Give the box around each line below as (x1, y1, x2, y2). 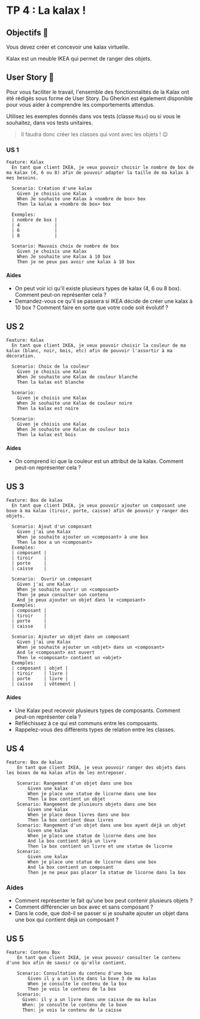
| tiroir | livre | (11, 671, 68, 677)
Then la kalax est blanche (17, 379, 84, 386)
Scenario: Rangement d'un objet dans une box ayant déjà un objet (17, 822, 186, 828)
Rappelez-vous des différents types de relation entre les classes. (14, 726, 175, 734)
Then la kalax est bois (17, 432, 77, 438)
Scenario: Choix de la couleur (11, 363, 90, 369)
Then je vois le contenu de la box (28, 986, 117, 993)
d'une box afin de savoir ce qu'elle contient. (6, 960, 128, 966)
